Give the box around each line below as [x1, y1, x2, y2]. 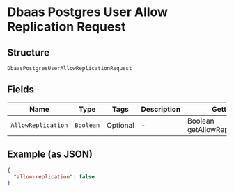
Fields [7, 84, 35, 96]
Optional [107, 120, 134, 130]
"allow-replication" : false [13, 173, 95, 181]
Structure [7, 47, 50, 58]
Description [141, 104, 181, 114]
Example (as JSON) [7, 149, 93, 160]
